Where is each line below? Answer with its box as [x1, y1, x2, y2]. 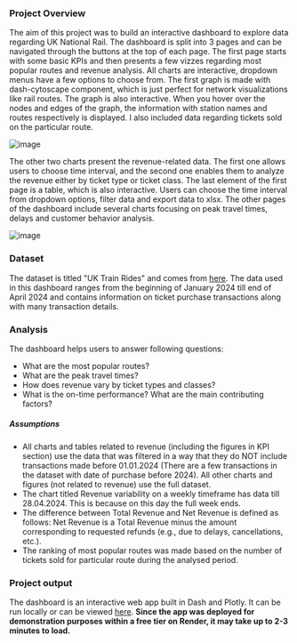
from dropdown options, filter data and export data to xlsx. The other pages [9, 194, 286, 205]
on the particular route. [9, 122, 93, 133]
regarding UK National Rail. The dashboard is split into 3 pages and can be [9, 36, 283, 47]
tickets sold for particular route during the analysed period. [21, 554, 238, 565]
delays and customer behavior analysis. [9, 213, 155, 224]
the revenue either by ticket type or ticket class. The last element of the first [9, 175, 287, 186]
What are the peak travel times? [21, 370, 140, 381]
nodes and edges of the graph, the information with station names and [9, 103, 268, 114]
